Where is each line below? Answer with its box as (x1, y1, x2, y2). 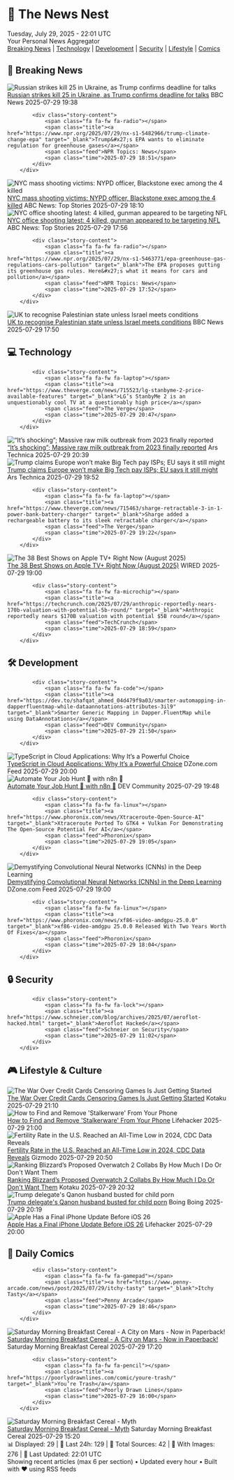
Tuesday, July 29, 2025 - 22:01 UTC (7, 29, 112, 38)
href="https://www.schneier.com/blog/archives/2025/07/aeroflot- (7, 1014, 201, 1021)
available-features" (7, 393, 68, 400)
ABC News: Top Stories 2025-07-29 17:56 (7, 223, 128, 231)
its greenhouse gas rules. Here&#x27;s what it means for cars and (7, 267, 208, 275)
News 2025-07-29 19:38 (7, 98, 78, 106)
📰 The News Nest (7, 6, 110, 22)
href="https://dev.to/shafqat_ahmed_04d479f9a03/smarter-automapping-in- (7, 697, 227, 705)
